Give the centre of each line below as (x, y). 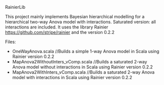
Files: (11, 42)
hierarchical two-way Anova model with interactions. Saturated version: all (81, 22)
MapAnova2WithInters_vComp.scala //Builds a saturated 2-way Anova (83, 72)
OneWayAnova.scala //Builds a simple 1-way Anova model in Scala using (86, 51)
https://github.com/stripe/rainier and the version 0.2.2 (60, 32)
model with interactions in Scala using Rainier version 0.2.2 (72, 77)
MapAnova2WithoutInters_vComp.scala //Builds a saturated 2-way (80, 62)
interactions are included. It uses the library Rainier (57, 27)
